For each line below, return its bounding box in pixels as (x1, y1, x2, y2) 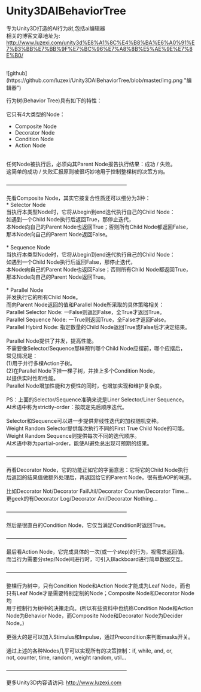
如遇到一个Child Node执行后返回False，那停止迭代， (6, 258, 136, 266)
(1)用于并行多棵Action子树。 (6, 359, 76, 367)
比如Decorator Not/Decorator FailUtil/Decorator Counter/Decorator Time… (6, 487, 189, 495)
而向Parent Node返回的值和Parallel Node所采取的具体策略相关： (6, 301, 165, 308)
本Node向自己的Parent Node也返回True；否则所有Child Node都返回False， (6, 223, 191, 230)
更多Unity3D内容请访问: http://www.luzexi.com (6, 679, 121, 686)
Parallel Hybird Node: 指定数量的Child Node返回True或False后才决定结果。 (6, 323, 190, 330)
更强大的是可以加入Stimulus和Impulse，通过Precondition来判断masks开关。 (6, 633, 194, 641)
